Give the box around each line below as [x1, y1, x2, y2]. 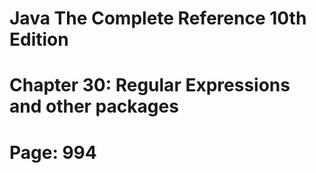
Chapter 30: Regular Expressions [9, 74, 291, 97]
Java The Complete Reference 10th [9, 7, 307, 30]
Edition [9, 28, 69, 51]
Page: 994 [9, 141, 97, 164]
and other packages [9, 95, 179, 118]
